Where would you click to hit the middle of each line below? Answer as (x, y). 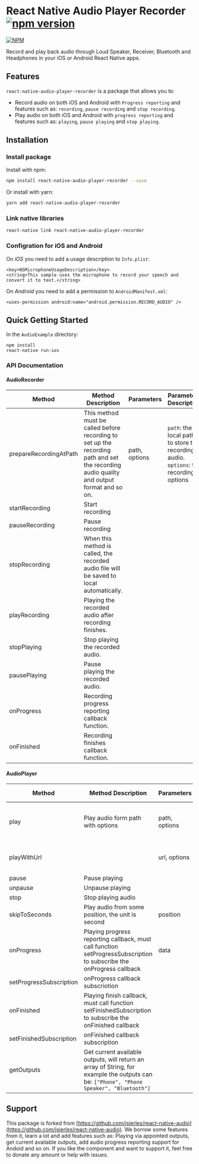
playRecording (29, 615)
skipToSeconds (31, 914)
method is (97, 546)
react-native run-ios (33, 351)
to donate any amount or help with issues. (57, 1154)
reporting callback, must (118, 939)
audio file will (102, 568)
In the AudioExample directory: (42, 335)
